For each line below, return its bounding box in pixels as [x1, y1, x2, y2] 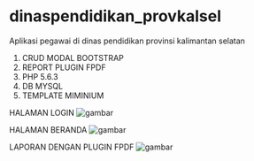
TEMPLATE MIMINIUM [21, 90, 104, 101]
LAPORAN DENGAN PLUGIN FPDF [9, 142, 135, 152]
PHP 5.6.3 [21, 71, 59, 81]
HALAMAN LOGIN [9, 107, 75, 118]
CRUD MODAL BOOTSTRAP [21, 52, 124, 63]
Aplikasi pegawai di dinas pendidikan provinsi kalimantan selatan [9, 35, 246, 46]
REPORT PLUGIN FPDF [21, 62, 106, 73]
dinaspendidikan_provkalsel [9, 6, 221, 27]
